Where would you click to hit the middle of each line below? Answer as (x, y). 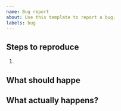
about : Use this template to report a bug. (61, 17)
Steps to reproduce (43, 47)
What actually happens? (52, 100)
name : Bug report (28, 12)
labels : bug (21, 23)
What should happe (43, 80)
